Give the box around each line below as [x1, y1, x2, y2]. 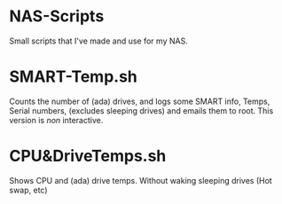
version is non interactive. [9, 114, 104, 125]
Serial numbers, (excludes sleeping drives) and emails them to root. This [9, 105, 274, 116]
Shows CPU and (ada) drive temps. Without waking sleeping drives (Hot [9, 175, 272, 185]
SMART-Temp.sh [9, 67, 137, 87]
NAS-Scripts [9, 6, 105, 27]
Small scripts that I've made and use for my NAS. [9, 35, 188, 46]
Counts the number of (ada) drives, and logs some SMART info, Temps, [9, 96, 270, 106]
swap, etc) [9, 184, 48, 195]
